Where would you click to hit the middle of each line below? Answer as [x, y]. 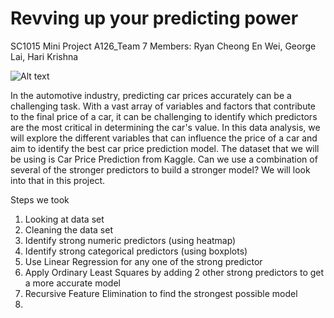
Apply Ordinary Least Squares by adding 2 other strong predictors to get [174, 272]
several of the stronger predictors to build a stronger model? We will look [160, 169]
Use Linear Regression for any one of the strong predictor [143, 261]
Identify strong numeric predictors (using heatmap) [130, 240]
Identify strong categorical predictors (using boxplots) [136, 251]
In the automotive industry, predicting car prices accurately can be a [151, 95]
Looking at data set [64, 219]
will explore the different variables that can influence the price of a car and [164, 138]
